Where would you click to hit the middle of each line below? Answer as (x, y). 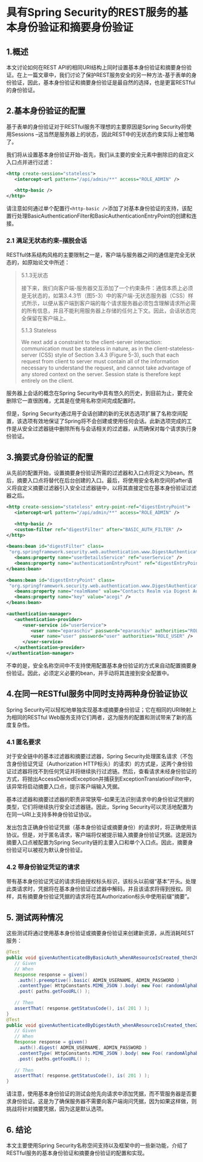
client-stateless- (174, 349)
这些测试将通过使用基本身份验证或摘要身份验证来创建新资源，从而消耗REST (100, 933)
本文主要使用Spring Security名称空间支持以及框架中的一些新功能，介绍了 (97, 1145)
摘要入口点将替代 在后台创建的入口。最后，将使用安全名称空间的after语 (105, 481)
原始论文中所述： (48, 262)
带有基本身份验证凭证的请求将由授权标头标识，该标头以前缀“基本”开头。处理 (101, 881)
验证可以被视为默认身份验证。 (48, 850)
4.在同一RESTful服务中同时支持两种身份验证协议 (97, 694)
